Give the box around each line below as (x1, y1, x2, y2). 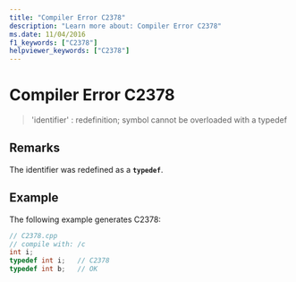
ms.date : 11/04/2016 (9, 30, 87, 38)
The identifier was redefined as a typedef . (9, 164, 164, 175)
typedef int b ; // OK (9, 265, 98, 274)
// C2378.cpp (9, 231, 58, 240)
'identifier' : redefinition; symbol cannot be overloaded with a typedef (30, 115, 288, 125)
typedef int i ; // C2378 (9, 256, 110, 265)
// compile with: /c (9, 239, 87, 249)
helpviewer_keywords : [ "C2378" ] (9, 47, 130, 56)
